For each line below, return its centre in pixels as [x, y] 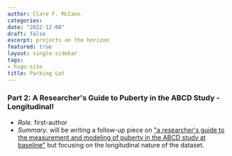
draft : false [27, 34]
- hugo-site [25, 67]
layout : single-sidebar [43, 54]
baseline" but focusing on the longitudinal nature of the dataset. [111, 145]
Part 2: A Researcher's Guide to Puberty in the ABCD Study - [114, 98]
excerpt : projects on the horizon [59, 40]
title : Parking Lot [36, 73]
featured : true [30, 47]
